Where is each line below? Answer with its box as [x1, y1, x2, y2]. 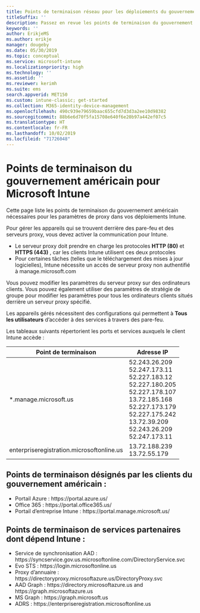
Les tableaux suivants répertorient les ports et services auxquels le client [6, 327, 186, 334]
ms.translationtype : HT [6, 120, 65, 126]
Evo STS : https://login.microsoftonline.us [14, 562, 117, 570]
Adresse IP [136, 348, 168, 356]
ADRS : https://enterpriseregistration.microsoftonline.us [14, 601, 151, 608]
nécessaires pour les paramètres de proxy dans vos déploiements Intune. [6, 212, 186, 220]
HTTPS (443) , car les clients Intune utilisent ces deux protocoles [14, 248, 176, 256]
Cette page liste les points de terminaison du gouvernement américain [6, 207, 179, 214]
